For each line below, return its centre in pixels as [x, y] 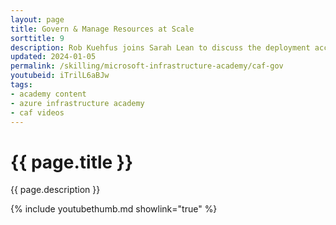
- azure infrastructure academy [77, 103]
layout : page [37, 19]
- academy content [48, 94]
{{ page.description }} [55, 190]
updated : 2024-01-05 [53, 57]
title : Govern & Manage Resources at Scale [102, 29]
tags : [21, 85]
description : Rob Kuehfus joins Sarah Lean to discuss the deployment [160, 47]
